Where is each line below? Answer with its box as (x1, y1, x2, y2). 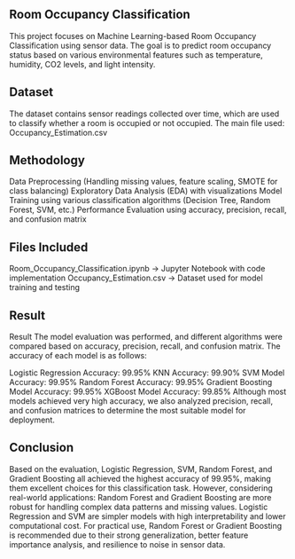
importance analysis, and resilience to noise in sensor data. (9, 539, 226, 549)
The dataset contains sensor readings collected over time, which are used (9, 108, 280, 119)
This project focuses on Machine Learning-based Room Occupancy (9, 30, 257, 41)
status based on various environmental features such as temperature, (9, 49, 263, 60)
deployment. (9, 414, 55, 425)
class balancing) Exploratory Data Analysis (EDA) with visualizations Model (9, 185, 283, 196)
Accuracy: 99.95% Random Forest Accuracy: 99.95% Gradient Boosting (9, 377, 273, 388)
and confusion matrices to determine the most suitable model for (9, 405, 246, 416)
